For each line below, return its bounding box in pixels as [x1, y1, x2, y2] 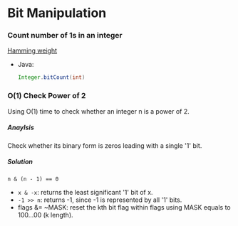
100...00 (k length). [17, 210, 73, 219]
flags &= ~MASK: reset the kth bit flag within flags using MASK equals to [17, 203, 231, 211]
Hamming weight [7, 46, 58, 55]
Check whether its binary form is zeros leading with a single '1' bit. [7, 141, 202, 150]
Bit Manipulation [7, 5, 107, 21]
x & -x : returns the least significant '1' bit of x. [17, 188, 153, 196]
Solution [7, 158, 33, 166]
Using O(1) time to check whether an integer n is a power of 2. [7, 107, 190, 115]
